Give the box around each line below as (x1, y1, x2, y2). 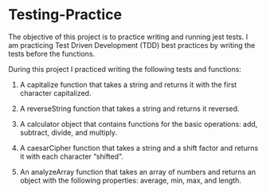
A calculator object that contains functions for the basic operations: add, (19, 119, 258, 128)
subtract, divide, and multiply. (19, 128, 118, 137)
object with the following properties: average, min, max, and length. (19, 175, 241, 185)
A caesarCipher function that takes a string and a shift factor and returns (19, 143, 259, 152)
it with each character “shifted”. (19, 152, 123, 161)
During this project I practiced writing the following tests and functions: (8, 64, 241, 73)
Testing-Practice (8, 6, 122, 24)
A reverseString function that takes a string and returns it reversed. (19, 104, 241, 113)
